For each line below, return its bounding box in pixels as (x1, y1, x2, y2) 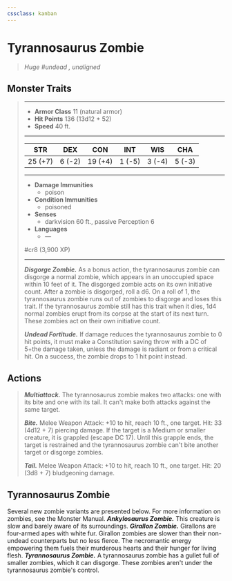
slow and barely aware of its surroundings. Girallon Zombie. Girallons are (7, 522, 217, 530)
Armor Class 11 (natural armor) (34, 108, 123, 116)
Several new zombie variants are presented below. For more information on (7, 507, 221, 515)
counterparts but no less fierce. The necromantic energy (30, 537, 192, 544)
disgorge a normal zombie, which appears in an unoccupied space (23, 273, 214, 281)
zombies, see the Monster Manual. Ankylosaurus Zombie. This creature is (7, 515, 220, 522)
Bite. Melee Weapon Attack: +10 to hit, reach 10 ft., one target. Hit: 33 (23, 419, 222, 427)
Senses (34, 210, 57, 218)
